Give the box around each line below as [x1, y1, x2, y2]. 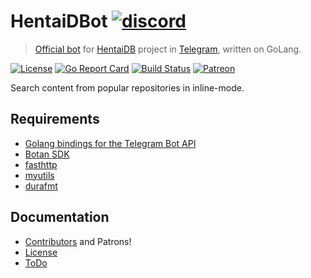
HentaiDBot [10, 10, 108, 33]
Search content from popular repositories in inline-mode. [10, 81, 245, 94]
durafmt [24, 180, 58, 192]
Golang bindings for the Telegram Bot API [24, 137, 197, 149]
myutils [24, 169, 55, 181]
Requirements [10, 111, 100, 128]
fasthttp [24, 158, 58, 170]
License [24, 246, 58, 258]
